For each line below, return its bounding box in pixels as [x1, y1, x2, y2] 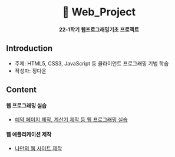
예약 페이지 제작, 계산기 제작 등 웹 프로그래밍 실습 [14, 116, 128, 123]
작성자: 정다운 [14, 67, 47, 74]
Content [6, 84, 37, 94]
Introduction [6, 44, 53, 54]
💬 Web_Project [62, 5, 136, 19]
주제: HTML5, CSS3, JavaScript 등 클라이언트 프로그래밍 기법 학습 [14, 60, 169, 67]
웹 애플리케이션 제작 [6, 130, 52, 138]
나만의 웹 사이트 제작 [14, 145, 62, 152]
